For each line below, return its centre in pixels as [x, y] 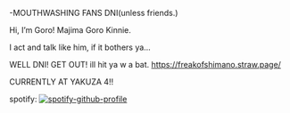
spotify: [23, 99]
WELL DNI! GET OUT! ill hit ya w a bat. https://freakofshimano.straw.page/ [145, 65]
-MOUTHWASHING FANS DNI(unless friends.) [94, 13]
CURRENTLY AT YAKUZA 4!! [62, 82]
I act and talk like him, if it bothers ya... [80, 47]
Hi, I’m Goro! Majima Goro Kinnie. [70, 30]
